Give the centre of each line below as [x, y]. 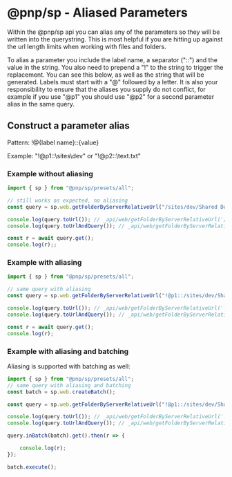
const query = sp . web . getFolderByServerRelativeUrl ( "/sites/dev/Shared [112, 207]
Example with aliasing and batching [68, 351]
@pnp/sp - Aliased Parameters [98, 13]
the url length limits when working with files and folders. [87, 46]
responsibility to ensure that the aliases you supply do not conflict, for [106, 89]
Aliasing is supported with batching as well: [69, 366]
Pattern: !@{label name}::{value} [53, 142]
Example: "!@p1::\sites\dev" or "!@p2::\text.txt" [74, 156]
